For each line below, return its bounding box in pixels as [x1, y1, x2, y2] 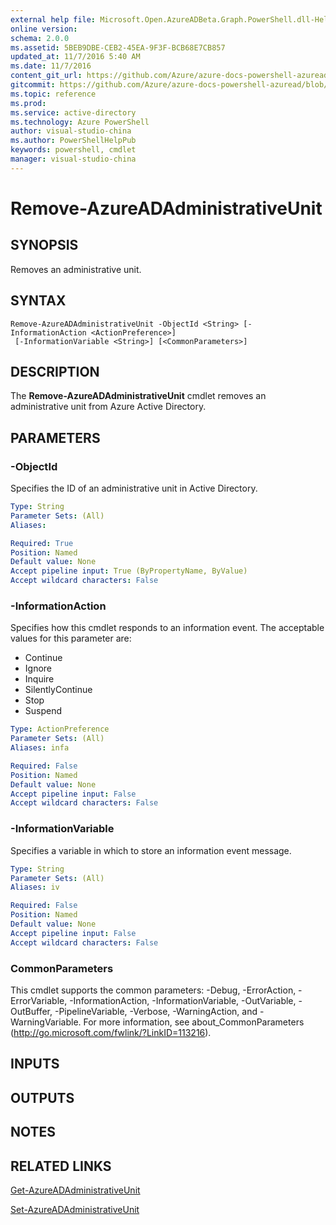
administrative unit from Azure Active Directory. [10, 401, 207, 413]
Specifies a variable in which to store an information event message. [10, 844, 292, 856]
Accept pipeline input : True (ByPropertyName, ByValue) [10, 566, 248, 576]
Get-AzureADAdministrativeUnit [10, 1184, 141, 1196]
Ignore [24, 662, 53, 675]
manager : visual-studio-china [10, 154, 137, 164]
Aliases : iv [10, 882, 60, 893]
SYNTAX [10, 292, 67, 310]
